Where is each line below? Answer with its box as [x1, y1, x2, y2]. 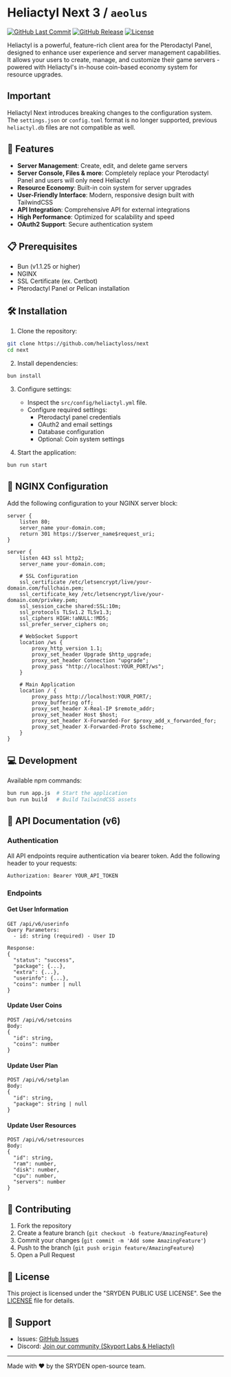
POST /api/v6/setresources [7, 1137, 85, 1143]
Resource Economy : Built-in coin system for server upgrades [16, 183, 192, 191]
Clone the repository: [16, 327, 78, 335]
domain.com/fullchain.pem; [7, 584, 85, 592]
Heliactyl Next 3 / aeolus [7, 5, 148, 21]
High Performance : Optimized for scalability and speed [16, 212, 175, 221]
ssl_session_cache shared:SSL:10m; [19, 603, 122, 610]
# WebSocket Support [19, 632, 78, 640]
